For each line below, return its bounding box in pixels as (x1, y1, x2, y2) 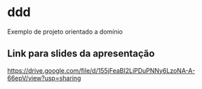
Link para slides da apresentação (7, 48, 155, 60)
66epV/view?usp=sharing (7, 74, 81, 82)
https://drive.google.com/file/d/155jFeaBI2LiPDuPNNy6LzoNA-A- (7, 66, 196, 74)
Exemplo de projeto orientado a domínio (7, 27, 123, 36)
